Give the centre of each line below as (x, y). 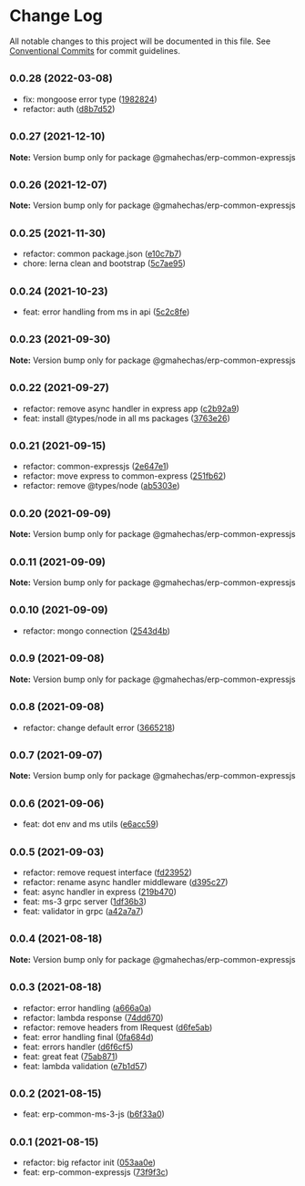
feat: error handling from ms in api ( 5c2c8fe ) (106, 312)
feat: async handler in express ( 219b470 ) (100, 892)
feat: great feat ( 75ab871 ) (70, 1056)
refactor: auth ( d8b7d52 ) (69, 108)
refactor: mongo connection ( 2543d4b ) (97, 631)
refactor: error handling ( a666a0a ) (87, 1007)
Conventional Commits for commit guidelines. (95, 50)
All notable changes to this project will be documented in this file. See (140, 41)
